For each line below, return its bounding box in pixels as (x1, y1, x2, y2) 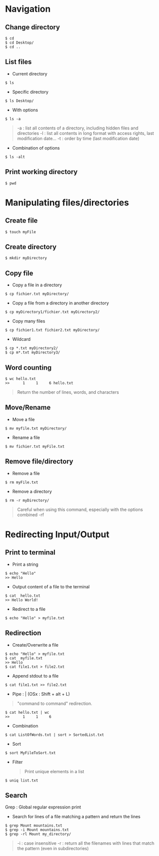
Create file (5, 217, 38, 225)
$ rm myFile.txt (5, 479, 38, 485)
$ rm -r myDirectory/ (5, 498, 50, 503)
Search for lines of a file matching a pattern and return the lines (12, 814, 141, 820)
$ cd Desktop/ (5, 40, 34, 45)
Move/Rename (5, 403, 51, 412)
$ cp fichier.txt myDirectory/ (5, 292, 69, 297)
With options (12, 107, 38, 113)
